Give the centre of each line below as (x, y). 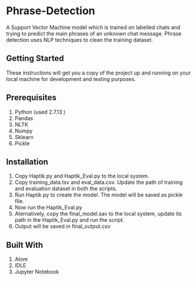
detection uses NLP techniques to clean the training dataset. (80, 40)
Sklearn (24, 137)
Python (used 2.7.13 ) (40, 112)
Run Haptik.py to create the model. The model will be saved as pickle (99, 195)
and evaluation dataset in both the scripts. (66, 189)
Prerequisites (31, 98)
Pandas (24, 118)
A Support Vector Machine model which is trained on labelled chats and (93, 27)
